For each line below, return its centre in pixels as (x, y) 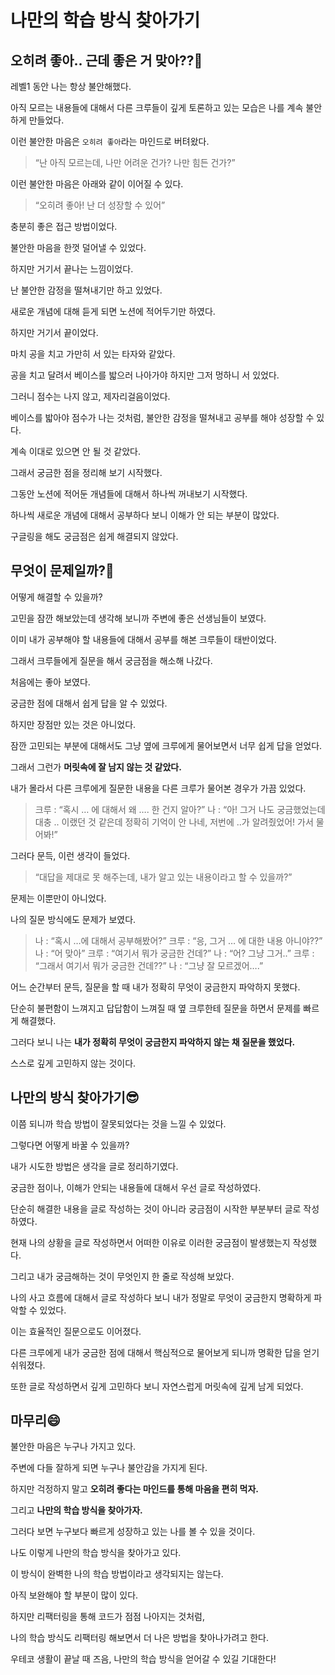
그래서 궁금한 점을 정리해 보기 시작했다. (86, 472)
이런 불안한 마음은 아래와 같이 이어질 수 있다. (97, 184)
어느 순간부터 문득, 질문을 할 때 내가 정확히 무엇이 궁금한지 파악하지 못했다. (155, 987)
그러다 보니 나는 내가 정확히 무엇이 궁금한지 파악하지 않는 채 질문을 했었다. (153, 1042)
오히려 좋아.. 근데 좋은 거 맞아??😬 (106, 60)
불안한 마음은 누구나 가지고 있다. (73, 1447)
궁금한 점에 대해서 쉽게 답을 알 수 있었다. (89, 703)
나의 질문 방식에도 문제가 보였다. (73, 919)
